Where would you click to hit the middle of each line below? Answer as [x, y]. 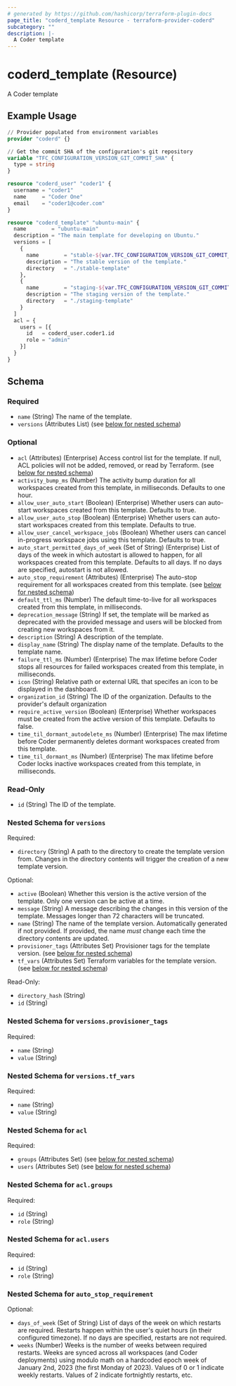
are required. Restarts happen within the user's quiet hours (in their [114, 1331]
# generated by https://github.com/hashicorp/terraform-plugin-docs [110, 14]
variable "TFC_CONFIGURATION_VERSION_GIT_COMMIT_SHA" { [91, 158]
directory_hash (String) [51, 996]
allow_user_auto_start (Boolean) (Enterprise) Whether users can [112, 502]
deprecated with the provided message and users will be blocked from [120, 621]
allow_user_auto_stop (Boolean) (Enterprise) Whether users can [110, 517]
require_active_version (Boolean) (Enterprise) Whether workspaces [117, 711]
